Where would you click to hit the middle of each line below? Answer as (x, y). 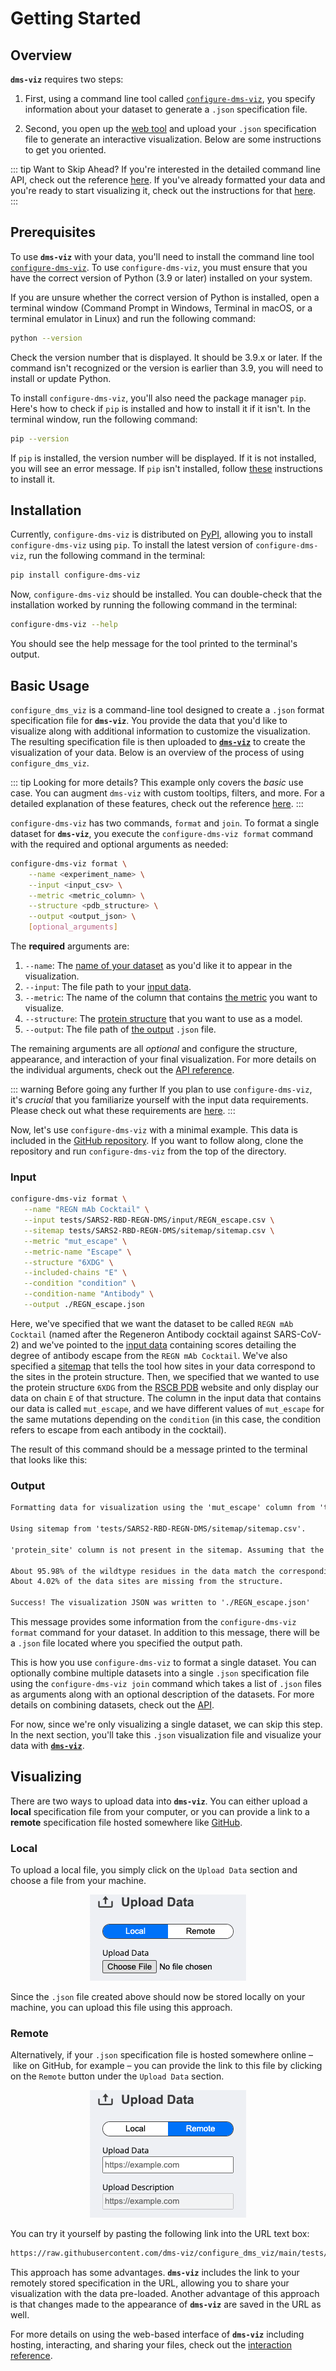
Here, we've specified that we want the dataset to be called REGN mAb (152, 1323)
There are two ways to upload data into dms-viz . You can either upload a (159, 1801)
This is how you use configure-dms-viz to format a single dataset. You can (163, 1663)
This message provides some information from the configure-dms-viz (153, 1622)
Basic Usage (50, 685)
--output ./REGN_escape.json (84, 1305)
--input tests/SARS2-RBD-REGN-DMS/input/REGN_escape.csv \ (149, 1220)
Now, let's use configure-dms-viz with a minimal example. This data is (154, 1130)
